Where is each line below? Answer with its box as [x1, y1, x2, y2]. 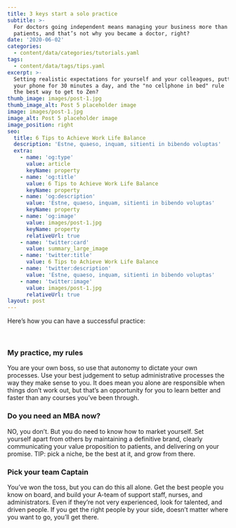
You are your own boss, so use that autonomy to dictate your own [7, 364, 198, 372]
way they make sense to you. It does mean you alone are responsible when [7, 378, 225, 387]
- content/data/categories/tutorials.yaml [13, 50, 140, 57]
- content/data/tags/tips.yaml [13, 62, 105, 70]
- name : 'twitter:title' [20, 252, 93, 259]
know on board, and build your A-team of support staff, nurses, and [7, 491, 203, 499]
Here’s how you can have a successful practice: [7, 317, 146, 325]
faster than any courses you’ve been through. [7, 394, 140, 402]
